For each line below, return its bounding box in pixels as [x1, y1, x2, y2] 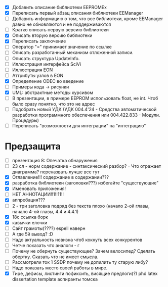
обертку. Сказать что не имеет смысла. [12, 254, 99, 260]
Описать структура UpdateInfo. [12, 55, 80, 61]
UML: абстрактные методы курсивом [12, 89, 94, 95]
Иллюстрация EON [12, 67, 53, 73]
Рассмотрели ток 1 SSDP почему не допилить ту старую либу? [12, 259, 148, 265]
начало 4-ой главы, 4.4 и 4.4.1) [12, 208, 79, 214]
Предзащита [5, 141, 61, 152]
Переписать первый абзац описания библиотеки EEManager [12, 10, 144, 16]
